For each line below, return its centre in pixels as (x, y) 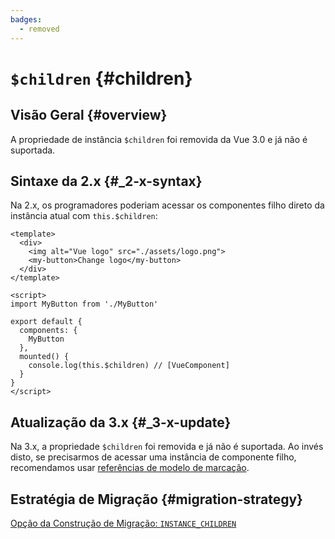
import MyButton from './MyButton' (84, 304)
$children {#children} (101, 78)
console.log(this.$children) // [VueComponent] (129, 366)
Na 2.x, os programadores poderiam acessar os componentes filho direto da (167, 205)
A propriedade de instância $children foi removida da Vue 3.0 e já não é (159, 139)
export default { (46, 322)
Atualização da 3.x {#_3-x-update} (121, 422)
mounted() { (44, 357)
